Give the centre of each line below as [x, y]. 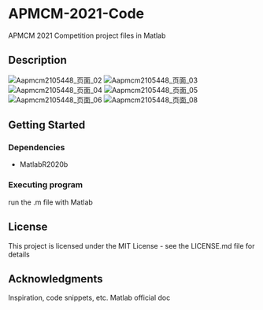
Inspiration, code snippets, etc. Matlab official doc [89, 298]
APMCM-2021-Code [76, 14]
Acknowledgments [56, 279]
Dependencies [37, 148]
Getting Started [47, 125]
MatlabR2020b [44, 164]
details [19, 254]
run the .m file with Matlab [50, 202]
